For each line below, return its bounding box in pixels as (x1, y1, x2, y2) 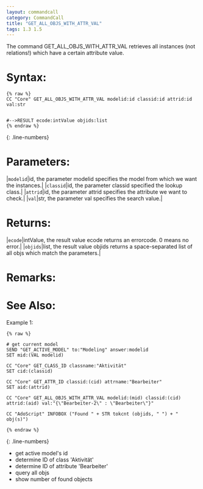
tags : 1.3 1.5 (6, 26, 43, 32)
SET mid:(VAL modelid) (6, 352, 64, 358)
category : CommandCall (6, 15, 64, 21)
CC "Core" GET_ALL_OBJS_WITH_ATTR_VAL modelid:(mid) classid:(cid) (6, 395, 182, 401)
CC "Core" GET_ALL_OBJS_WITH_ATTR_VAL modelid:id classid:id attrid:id (6, 96, 192, 103)
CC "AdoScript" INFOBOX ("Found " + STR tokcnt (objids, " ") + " (6, 411, 179, 417)
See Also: (6, 299, 56, 312)
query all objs (15, 469, 50, 477)
